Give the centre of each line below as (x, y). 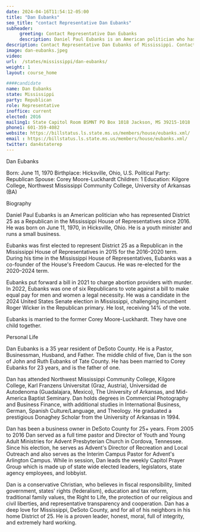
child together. (24, 325)
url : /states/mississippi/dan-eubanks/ (57, 61)
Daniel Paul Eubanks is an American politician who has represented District (98, 214)
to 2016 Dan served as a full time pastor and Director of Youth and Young (96, 435)
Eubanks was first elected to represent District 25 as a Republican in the (95, 245)
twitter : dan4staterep (34, 144)
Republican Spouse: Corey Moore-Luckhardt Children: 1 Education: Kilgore (98, 179)
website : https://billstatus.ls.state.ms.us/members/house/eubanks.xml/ (98, 133)
